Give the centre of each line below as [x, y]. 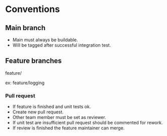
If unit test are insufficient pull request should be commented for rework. [88, 123]
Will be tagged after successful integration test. [62, 45]
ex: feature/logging [25, 83]
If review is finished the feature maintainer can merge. [68, 128]
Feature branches [33, 61]
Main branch [25, 28]
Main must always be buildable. [45, 40]
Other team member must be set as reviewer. [59, 117]
